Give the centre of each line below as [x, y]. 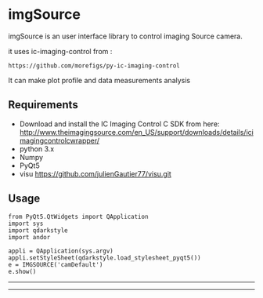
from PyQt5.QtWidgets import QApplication [78, 216]
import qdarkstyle [38, 230]
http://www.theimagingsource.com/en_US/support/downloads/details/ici [137, 132]
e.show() [22, 271]
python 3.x [37, 149]
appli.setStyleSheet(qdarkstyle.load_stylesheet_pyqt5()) [104, 258]
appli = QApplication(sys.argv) [61, 251]
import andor [29, 237]
